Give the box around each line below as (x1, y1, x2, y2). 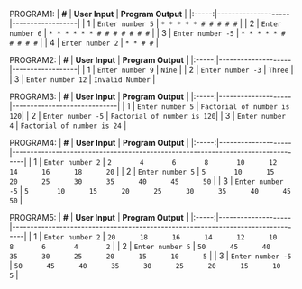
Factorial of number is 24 (20, 122, 122, 131)
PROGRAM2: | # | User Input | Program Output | (9, 55, 189, 65)
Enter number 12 (25, 76, 87, 85)
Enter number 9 (96, 66, 155, 75)
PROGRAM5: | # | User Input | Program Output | (9, 212, 189, 222)
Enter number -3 (200, 66, 261, 75)
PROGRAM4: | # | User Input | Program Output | (9, 138, 189, 148)
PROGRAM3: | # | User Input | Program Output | (9, 91, 189, 102)
